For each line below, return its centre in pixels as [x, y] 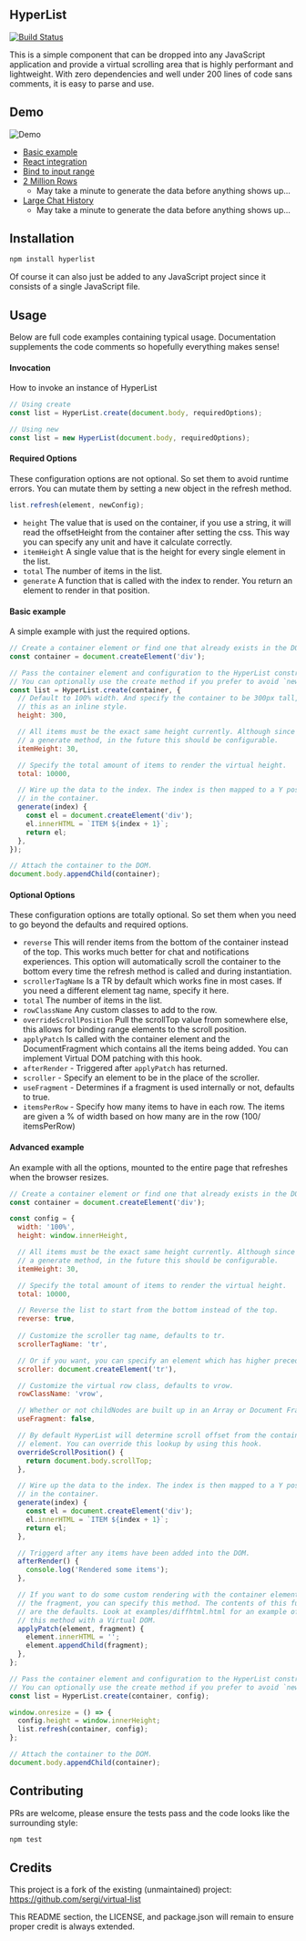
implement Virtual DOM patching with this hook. [112, 1058]
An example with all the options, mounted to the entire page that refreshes [149, 1167]
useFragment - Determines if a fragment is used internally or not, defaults [158, 1088]
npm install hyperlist [52, 260]
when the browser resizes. [59, 1177]
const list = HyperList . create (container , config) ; [109, 1696]
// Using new [34, 430]
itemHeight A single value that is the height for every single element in [154, 551]
